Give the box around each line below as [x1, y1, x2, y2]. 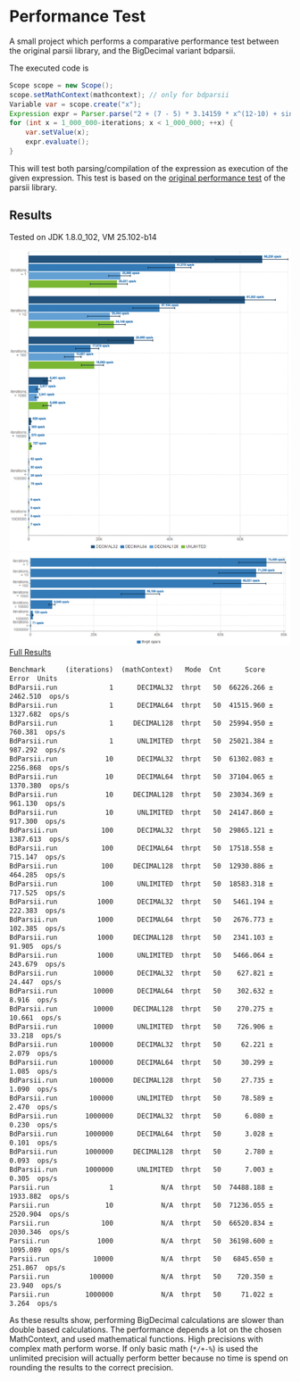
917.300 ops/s [9, 817, 66, 826]
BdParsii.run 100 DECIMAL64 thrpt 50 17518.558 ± [9, 844, 274, 853]
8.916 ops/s [9, 995, 58, 1004]
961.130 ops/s [9, 799, 66, 808]
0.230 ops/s [9, 1120, 58, 1129]
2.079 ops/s [9, 1049, 58, 1058]
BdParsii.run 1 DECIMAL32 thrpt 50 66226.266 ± [9, 683, 274, 692]
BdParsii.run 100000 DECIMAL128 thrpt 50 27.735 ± [9, 1076, 274, 1085]
